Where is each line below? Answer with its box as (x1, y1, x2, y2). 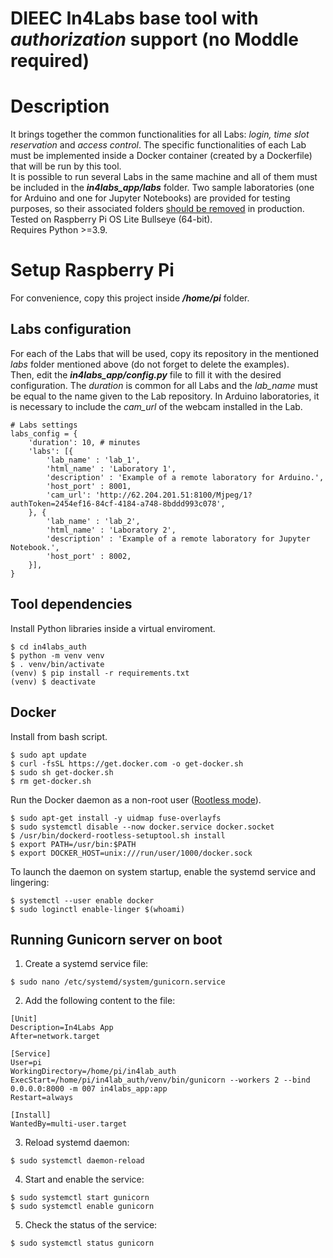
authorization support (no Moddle (10, 28, 300, 51)
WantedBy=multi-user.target (10, 1119, 128, 1129)
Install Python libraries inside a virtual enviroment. (10, 622, 216, 634)
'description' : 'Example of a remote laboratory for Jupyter (46, 533, 311, 544)
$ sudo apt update (10, 750, 87, 760)
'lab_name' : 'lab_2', (46, 516, 141, 526)
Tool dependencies (10, 596, 133, 613)
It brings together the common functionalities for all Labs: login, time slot (10, 128, 310, 141)
